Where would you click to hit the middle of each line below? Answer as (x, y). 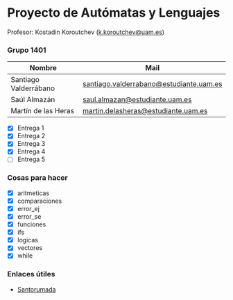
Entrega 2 (31, 136)
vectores (30, 248)
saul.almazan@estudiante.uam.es (137, 100)
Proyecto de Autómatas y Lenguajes (114, 13)
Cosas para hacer (37, 178)
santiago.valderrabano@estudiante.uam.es (152, 84)
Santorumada (36, 289)
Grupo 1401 (27, 50)
